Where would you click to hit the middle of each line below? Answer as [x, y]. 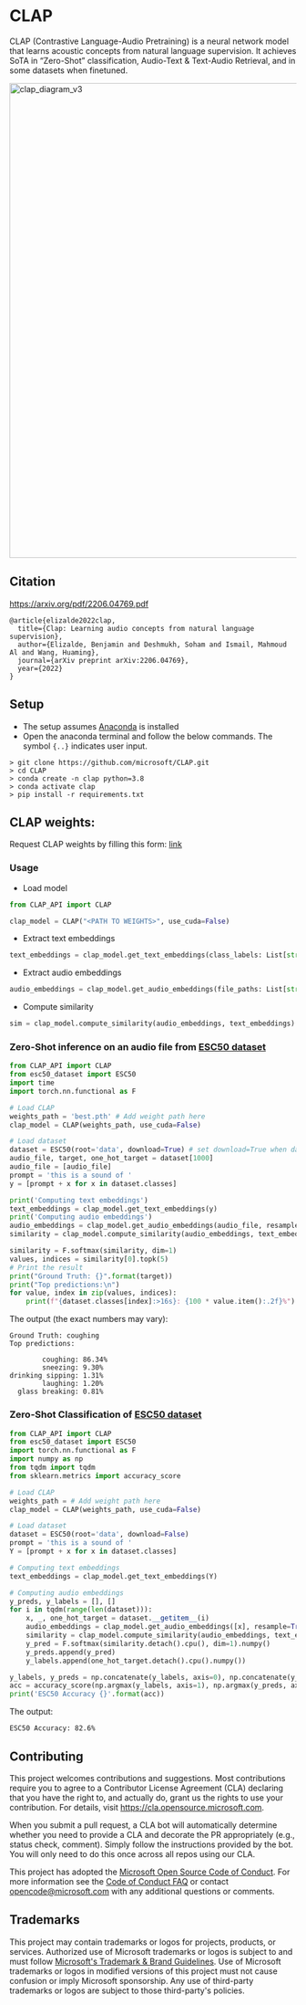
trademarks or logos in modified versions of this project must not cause [143, 1971]
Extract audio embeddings [72, 972]
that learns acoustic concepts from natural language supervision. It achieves [153, 50]
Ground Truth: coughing [55, 1336]
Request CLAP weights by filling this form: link [96, 845]
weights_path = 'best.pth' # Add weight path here [107, 1116]
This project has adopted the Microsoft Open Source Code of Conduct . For [150, 1872]
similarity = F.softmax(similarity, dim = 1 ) [93, 1251]
